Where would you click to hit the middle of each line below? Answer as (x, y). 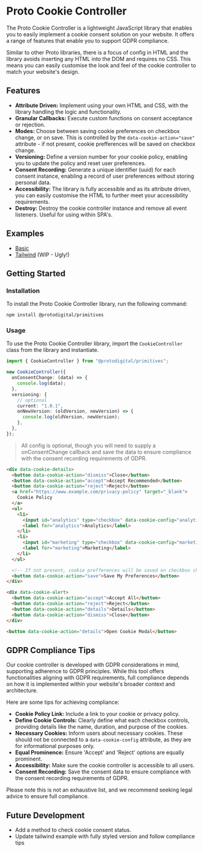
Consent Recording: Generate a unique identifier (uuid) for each (95, 169)
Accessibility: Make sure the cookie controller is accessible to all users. (105, 766)
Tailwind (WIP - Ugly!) (42, 255)
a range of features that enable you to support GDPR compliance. (88, 41)
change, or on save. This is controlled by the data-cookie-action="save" (105, 137)
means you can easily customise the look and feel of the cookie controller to (101, 65)
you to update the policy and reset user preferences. (80, 163)
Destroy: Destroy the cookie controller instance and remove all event (101, 208)
